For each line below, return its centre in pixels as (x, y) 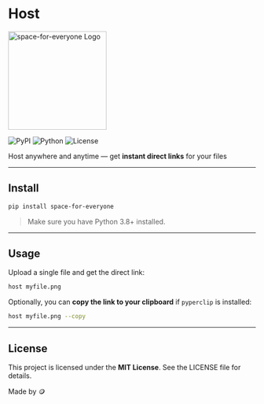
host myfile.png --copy (47, 317)
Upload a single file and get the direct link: (77, 272)
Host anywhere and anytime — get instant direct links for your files (118, 156)
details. (20, 376)
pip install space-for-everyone (61, 206)
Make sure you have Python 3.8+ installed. (96, 221)
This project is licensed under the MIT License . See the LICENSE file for (125, 367)
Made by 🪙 (27, 391)
